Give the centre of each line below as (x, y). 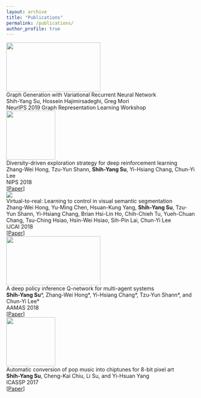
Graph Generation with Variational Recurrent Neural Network (81, 95)
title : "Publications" (35, 17)
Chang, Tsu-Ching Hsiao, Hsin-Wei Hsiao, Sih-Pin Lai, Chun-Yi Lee (89, 220)
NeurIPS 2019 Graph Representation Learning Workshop (76, 108)
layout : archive (26, 12)
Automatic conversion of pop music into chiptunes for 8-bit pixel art (90, 370)
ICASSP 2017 (23, 382)
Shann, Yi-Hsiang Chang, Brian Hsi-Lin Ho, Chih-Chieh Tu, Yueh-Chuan (106, 214)
